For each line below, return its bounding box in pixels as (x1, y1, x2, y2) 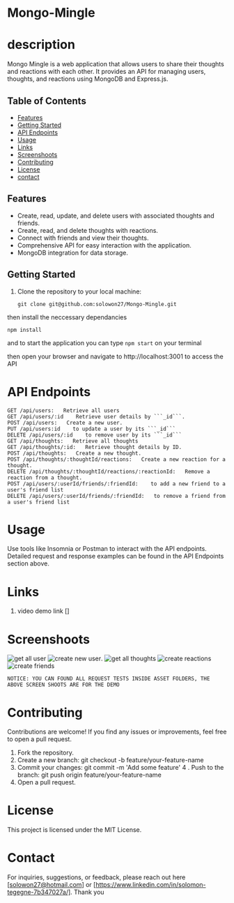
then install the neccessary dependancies (7, 312, 127, 321)
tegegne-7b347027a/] (7, 888, 71, 897)
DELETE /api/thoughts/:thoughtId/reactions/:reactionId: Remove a (7, 468, 210, 475)
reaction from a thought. (7, 474, 82, 481)
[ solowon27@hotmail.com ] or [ (7, 881, 96, 889)
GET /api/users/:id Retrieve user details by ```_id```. (7, 413, 186, 420)
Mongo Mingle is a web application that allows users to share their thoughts (7, 60, 224, 68)
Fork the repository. (17, 748, 75, 757)
